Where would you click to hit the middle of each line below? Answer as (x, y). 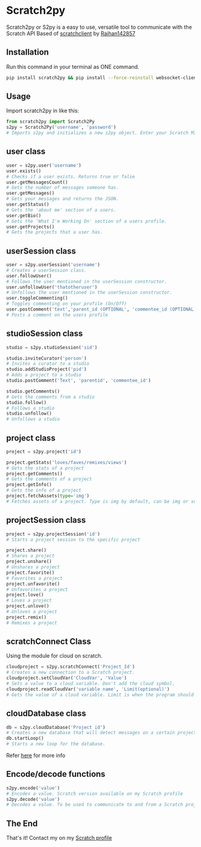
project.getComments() (34, 474)
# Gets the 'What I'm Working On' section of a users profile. (87, 221)
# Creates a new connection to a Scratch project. (71, 673)
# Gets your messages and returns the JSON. (63, 199)
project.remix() (26, 617)
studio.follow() (26, 402)
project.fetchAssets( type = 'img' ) (48, 496)
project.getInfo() (29, 485)
